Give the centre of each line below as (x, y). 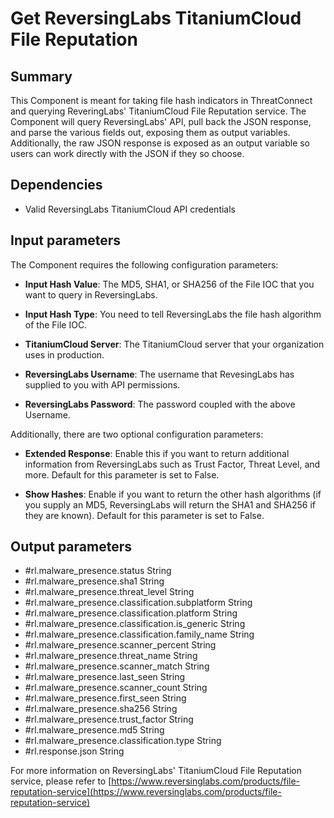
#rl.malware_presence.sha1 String (94, 581)
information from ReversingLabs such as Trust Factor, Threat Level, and (172, 464)
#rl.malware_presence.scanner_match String (117, 666)
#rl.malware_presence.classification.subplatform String (138, 603)
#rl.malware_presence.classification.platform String (131, 613)
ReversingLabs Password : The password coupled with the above (160, 404)
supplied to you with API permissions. (102, 384)
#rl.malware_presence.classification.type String (123, 741)
